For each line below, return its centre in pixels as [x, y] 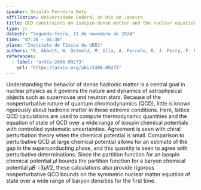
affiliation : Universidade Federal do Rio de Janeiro [75, 17]
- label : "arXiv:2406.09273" [48, 62]
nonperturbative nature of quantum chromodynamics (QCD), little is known [98, 104]
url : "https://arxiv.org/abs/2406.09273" [69, 67]
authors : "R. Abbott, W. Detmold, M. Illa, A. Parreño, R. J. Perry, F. [99, 51]
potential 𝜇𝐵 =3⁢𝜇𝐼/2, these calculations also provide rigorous [80, 168]
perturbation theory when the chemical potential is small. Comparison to [95, 135]
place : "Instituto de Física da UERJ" [54, 46]
